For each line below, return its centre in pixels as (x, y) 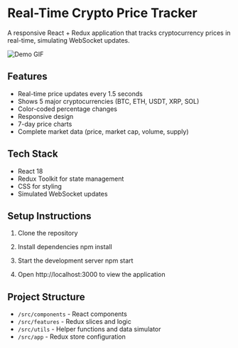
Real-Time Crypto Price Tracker (102, 13)
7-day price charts (45, 124)
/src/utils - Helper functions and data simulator (89, 329)
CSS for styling (40, 186)
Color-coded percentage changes (67, 109)
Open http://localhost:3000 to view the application (91, 275)
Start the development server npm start (75, 260)
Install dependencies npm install (65, 247)
